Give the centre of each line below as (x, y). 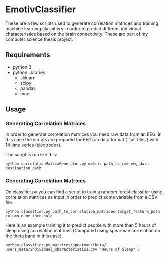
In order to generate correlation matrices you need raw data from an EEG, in (83, 134)
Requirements (28, 55)
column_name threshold (29, 216)
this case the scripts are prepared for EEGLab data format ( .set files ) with (82, 140)
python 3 (22, 67)
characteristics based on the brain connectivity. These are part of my (77, 34)
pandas (28, 88)
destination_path (23, 168)
